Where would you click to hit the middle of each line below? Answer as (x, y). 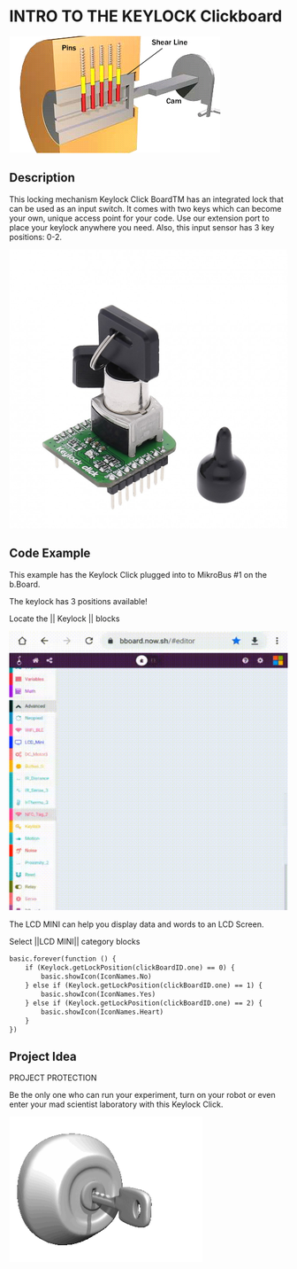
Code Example (50, 553)
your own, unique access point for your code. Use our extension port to (139, 218)
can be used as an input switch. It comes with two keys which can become (145, 208)
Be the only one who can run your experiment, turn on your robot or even (142, 1095)
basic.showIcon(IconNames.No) (96, 977)
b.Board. (25, 584)
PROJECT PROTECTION (53, 1078)
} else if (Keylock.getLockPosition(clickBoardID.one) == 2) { (144, 1003)
